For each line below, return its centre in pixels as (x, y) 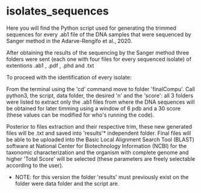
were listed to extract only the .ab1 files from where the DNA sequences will (100, 102)
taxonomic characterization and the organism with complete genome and (97, 152)
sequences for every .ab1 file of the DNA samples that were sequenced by (99, 34)
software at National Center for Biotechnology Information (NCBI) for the (97, 146)
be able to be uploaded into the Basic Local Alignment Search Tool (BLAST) (100, 139)
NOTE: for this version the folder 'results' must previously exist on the (102, 177)
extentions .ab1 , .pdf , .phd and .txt (50, 66)
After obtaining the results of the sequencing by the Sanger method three (98, 52)
